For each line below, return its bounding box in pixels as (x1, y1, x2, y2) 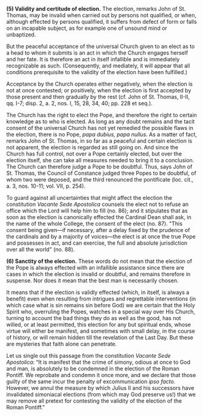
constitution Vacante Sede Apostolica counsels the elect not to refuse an (6, 200, 189, 208)
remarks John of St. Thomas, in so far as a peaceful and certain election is (6, 137, 193, 145)
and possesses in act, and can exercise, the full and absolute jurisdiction (6, 239, 188, 247)
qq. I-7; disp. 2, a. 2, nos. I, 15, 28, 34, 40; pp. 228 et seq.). (6, 100, 153, 107)
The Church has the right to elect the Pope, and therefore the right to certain (6, 112, 197, 118)
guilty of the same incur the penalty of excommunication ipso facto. (6, 378, 176, 385)
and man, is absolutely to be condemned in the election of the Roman (6, 365, 180, 372)
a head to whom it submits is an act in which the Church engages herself (6, 49, 188, 56)
